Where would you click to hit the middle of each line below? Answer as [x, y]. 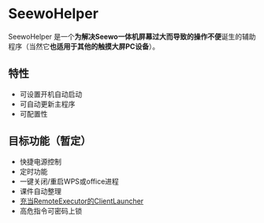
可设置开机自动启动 [51, 94]
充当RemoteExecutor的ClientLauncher [82, 201]
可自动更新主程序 [47, 104]
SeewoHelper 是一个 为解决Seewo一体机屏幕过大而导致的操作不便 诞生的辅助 [132, 36]
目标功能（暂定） [50, 141]
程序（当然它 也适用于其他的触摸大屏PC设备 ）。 [84, 46]
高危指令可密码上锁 [51, 210]
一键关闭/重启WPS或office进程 [69, 181]
